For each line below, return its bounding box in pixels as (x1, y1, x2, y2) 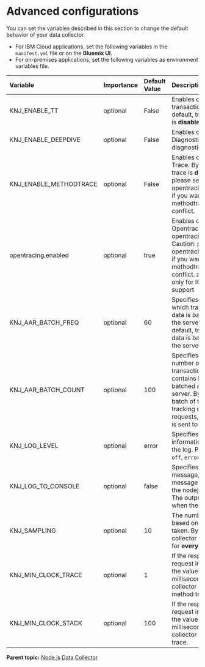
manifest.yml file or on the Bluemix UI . (15, 49, 113, 56)
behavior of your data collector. (6, 31, 85, 38)
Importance (103, 81, 138, 89)
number (171, 359, 194, 367)
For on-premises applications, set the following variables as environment (15, 56, 198, 63)
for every (171, 542, 199, 550)
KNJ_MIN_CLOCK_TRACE (9, 570, 82, 579)
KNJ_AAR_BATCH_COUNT (9, 386, 85, 394)
